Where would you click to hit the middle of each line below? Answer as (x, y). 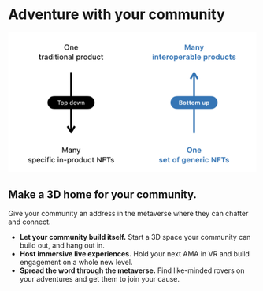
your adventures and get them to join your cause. (99, 279)
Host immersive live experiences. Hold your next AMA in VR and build (135, 254)
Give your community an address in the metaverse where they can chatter (128, 214)
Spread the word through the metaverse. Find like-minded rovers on (132, 270)
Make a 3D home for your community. (102, 194)
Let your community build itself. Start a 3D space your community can (135, 237)
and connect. (30, 222)
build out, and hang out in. (62, 245)
